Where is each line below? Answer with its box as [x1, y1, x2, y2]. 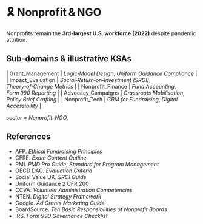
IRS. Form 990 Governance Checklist [15, 212, 108, 219]
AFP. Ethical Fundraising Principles [15, 148, 103, 155]
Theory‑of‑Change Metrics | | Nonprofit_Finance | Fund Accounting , [6, 83, 176, 90]
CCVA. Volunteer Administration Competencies [15, 186, 133, 194]
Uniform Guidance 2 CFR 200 [15, 180, 89, 187]
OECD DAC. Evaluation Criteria [15, 167, 93, 174]
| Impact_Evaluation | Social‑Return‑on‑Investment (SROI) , [6, 76, 151, 83]
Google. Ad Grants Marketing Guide [15, 199, 105, 206]
